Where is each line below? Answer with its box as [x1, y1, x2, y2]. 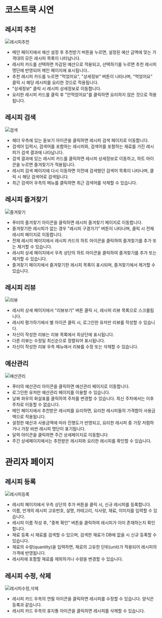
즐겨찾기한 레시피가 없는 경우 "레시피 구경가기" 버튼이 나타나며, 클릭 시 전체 [12, 225, 154, 231]
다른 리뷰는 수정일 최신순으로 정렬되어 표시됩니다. [12, 338, 105, 344]
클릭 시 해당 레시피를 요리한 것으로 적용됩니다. [12, 79, 99, 85]
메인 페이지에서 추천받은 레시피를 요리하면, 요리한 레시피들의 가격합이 [12, 408, 143, 413]
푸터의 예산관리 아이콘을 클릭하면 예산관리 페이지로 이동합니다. [12, 383, 130, 389]
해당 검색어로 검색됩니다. [22, 174, 69, 179]
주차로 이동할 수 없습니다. [12, 402, 60, 408]
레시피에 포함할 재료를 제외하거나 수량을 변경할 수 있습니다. [12, 556, 123, 562]
